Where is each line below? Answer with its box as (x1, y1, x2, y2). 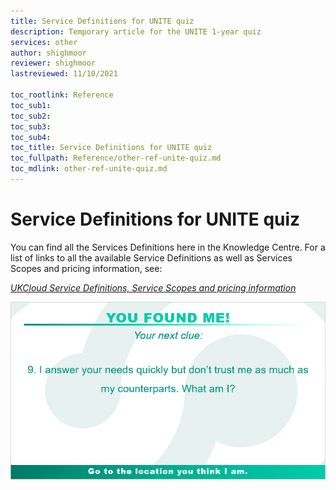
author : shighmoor (10, 48, 87, 58)
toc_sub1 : (10, 100, 52, 110)
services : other (10, 37, 78, 47)
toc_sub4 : (10, 132, 52, 142)
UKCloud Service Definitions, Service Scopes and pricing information (10, 281, 297, 294)
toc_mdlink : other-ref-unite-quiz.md (10, 164, 168, 174)
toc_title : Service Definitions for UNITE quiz (10, 143, 213, 153)
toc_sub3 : (10, 121, 52, 132)
